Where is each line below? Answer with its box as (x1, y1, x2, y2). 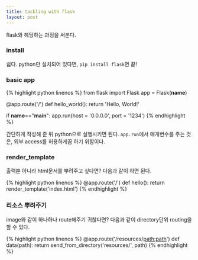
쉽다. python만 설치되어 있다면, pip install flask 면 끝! (6, 60, 137, 68)
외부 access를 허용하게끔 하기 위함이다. (14, 138, 105, 145)
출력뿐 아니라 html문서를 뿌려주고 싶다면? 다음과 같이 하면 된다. (6, 167, 152, 175)
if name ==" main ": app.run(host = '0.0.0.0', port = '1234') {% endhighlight (6, 112, 186, 119)
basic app (6, 75, 35, 84)
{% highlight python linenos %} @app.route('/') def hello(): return (6, 179, 165, 187)
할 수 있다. (6, 223, 30, 230)
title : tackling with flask (6, 8, 76, 15)
